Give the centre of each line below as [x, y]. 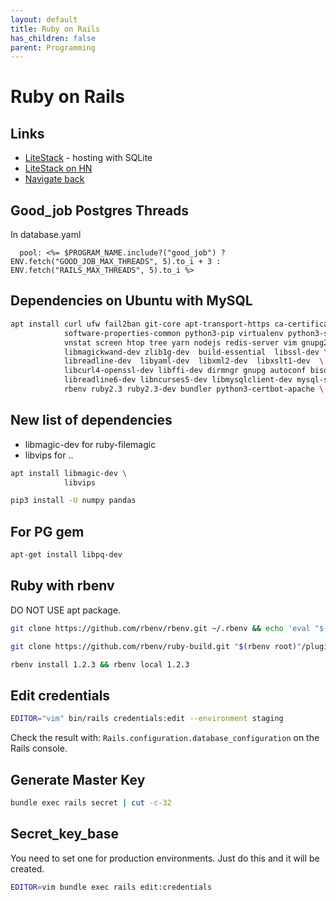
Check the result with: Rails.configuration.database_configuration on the [165, 738]
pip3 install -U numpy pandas [73, 501]
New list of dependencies [91, 420]
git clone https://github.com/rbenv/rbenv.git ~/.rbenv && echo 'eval [160, 628]
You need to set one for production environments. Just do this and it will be [165, 858]
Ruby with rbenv [62, 586]
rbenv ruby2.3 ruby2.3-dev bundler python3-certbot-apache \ [194, 389]
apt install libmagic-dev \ [69, 473]
